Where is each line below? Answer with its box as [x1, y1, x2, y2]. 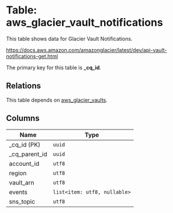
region [9, 169, 27, 177]
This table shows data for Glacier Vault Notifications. [6, 35, 133, 42]
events [9, 188, 27, 196]
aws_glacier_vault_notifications [6, 16, 164, 29]
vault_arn [9, 179, 34, 187]
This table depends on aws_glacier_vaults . [6, 96, 108, 103]
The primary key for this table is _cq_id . [6, 64, 101, 71]
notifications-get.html [6, 53, 58, 60]
